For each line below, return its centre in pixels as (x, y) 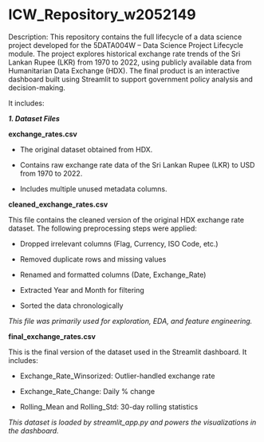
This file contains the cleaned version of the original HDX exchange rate (126, 219)
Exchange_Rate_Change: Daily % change (87, 391)
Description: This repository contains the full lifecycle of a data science (125, 37)
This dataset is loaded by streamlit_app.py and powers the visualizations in (132, 422)
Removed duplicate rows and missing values (93, 259)
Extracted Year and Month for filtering (82, 290)
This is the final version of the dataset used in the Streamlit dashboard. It (128, 352)
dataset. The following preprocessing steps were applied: (103, 228)
